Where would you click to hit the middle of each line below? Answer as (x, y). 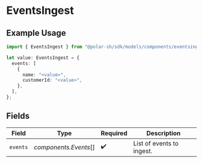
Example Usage (36, 33)
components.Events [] (65, 147)
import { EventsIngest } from (44, 47)
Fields (18, 116)
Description (163, 133)
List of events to (156, 143)
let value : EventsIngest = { (43, 58)
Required (114, 133)
